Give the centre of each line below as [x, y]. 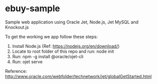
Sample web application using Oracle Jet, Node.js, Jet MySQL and [72, 22]
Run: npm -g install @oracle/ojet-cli [48, 56]
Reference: [16, 71]
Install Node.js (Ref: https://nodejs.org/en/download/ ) [66, 46]
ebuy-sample [33, 9]
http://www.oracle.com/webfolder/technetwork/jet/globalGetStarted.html [78, 76]
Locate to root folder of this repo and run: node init [63, 51]
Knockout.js [17, 27]
